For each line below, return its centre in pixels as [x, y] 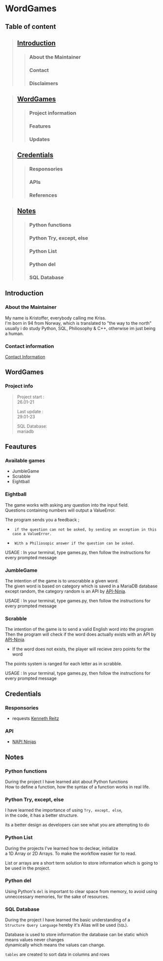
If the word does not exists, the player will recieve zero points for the [81, 649]
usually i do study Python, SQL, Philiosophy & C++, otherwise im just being [80, 328]
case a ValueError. [32, 534]
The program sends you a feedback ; [42, 519]
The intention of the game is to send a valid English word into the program [79, 629]
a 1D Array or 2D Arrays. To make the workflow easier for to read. [71, 853]
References [43, 195]
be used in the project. [28, 868]
